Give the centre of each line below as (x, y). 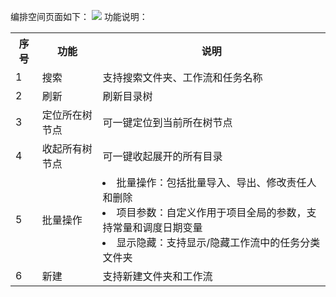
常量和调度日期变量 (157, 227)
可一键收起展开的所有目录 (162, 156)
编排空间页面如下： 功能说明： (79, 16)
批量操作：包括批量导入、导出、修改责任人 (216, 182)
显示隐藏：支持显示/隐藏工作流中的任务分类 (218, 242)
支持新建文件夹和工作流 (157, 276)
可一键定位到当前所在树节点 (167, 122)
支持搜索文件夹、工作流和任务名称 (182, 77)
